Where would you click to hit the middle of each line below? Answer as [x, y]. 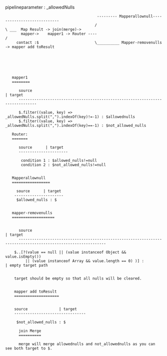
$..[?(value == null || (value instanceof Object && [70, 252]
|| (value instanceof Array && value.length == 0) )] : [84, 261]
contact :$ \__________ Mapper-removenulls [89, 42]
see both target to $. [29, 349]
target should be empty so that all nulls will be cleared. [78, 279]
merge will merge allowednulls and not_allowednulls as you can [87, 344]
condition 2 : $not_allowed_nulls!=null [63, 165]
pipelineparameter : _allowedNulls [40, 7]
